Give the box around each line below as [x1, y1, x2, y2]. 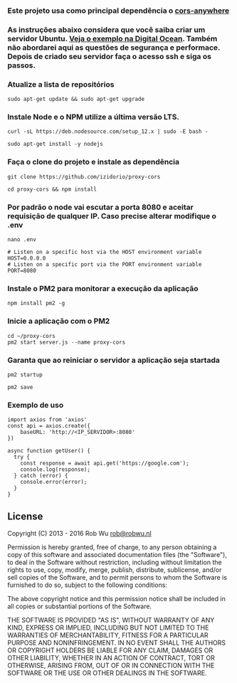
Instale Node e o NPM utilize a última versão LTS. [7, 112, 180, 122]
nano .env [7, 236, 37, 243]
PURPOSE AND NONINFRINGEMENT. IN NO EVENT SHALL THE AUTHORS [7, 639, 226, 647]
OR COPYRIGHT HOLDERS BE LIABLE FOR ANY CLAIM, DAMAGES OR [7, 646, 214, 655]
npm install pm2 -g [7, 300, 65, 307]
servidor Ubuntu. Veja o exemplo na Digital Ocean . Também [7, 33, 218, 43]
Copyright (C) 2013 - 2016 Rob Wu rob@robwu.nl [7, 529, 152, 538]
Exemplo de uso [7, 400, 64, 410]
